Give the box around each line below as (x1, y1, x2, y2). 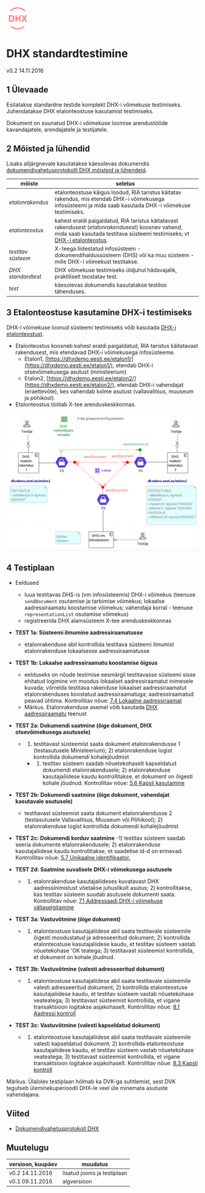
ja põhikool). (24, 394, 56, 401)
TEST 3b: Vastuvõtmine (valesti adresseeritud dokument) (15, 965, 165, 973)
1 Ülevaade (6, 85, 49, 95)
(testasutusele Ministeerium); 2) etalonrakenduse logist (33, 747, 173, 754)
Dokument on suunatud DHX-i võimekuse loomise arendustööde (6, 119, 168, 127)
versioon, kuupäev (9, 1160, 58, 1168)
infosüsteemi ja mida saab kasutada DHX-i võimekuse (54, 201, 191, 209)
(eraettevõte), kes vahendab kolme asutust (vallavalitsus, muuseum (24, 388, 194, 395)
